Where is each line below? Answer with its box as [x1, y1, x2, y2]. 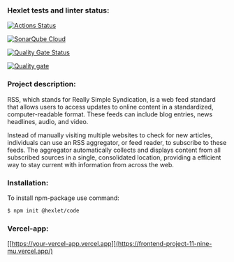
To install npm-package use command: [7, 194, 120, 202]
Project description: [7, 79, 76, 89]
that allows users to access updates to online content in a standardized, [7, 102, 214, 111]
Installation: [7, 178, 49, 187]
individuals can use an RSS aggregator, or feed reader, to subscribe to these [7, 138, 227, 146]
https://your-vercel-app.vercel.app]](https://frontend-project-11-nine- [11, 240, 212, 248]
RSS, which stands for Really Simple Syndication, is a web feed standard [7, 95, 216, 103]
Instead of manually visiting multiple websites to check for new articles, [7, 131, 213, 139]
